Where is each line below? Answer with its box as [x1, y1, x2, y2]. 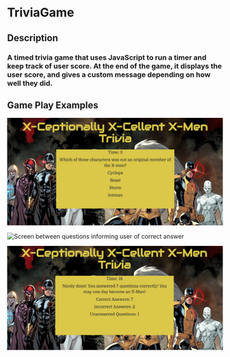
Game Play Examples [7, 99, 99, 111]
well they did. [7, 78, 53, 88]
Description [7, 32, 58, 44]
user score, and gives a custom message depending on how [7, 70, 211, 79]
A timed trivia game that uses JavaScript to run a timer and [7, 53, 207, 62]
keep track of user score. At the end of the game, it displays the [7, 61, 222, 71]
